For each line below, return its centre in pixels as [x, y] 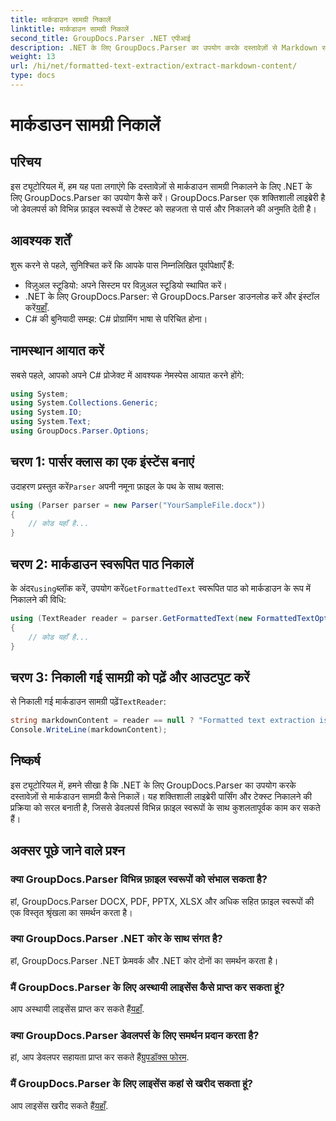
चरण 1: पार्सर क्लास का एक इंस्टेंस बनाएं [102, 462]
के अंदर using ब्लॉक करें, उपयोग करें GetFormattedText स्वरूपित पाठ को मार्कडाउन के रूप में [161, 588]
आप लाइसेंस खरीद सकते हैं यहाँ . [59, 1105]
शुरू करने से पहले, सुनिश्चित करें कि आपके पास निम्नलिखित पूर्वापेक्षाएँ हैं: [122, 265]
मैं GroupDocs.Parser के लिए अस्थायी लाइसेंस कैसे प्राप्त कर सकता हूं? [147, 987]
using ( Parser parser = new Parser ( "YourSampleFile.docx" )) [138, 505]
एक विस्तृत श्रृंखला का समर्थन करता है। [71, 912]
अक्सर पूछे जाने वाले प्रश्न [67, 851]
